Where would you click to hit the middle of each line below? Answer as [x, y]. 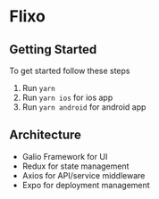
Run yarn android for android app [84, 107]
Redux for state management [75, 166]
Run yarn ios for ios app [67, 97]
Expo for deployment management [86, 185]
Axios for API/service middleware [84, 175]
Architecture [46, 135]
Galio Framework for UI [65, 156]
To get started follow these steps [70, 70]
